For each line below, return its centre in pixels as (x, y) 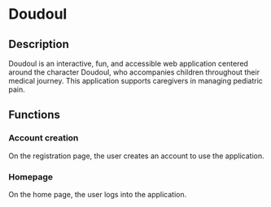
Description (39, 44)
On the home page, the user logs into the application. (98, 194)
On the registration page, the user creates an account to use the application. (136, 156)
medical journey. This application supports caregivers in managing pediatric (135, 81)
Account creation (44, 138)
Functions (35, 115)
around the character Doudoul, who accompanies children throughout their (134, 72)
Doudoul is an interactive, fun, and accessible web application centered (128, 63)
